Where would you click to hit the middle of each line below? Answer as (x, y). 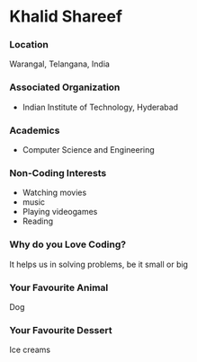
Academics (35, 130)
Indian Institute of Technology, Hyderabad (100, 107)
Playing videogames (60, 212)
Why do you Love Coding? (68, 244)
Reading (38, 221)
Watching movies (54, 193)
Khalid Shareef (66, 17)
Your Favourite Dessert (61, 330)
